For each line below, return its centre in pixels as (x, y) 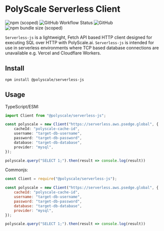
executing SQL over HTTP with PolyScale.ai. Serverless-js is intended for (80, 42)
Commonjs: (17, 170)
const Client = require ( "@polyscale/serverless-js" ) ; (61, 179)
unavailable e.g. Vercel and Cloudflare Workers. (53, 53)
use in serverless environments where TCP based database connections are (82, 48)
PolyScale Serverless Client (63, 9)
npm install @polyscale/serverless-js (45, 79)
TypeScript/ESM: (22, 106)
